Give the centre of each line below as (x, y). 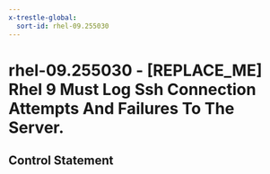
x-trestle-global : (43, 17)
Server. (36, 127)
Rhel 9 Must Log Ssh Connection (132, 89)
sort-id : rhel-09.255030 (63, 26)
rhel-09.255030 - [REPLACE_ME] (135, 70)
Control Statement (61, 161)
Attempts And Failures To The (122, 108)
